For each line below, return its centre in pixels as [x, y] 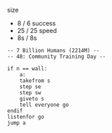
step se [30, 87]
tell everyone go [44, 105]
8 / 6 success [36, 23]
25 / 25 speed [37, 31]
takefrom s [35, 81]
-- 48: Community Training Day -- [57, 57]
